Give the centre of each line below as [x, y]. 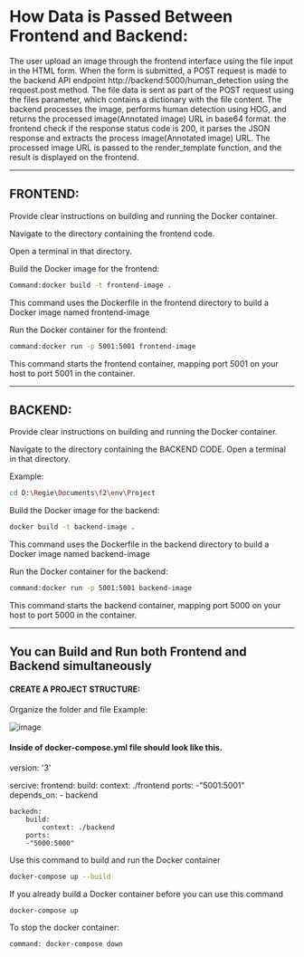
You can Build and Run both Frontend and [128, 652]
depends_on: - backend [54, 795]
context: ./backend [79, 827]
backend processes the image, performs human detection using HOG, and [148, 109]
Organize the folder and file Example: [78, 709]
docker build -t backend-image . [72, 527]
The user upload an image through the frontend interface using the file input [152, 61]
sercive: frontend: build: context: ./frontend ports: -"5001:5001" [128, 785]
